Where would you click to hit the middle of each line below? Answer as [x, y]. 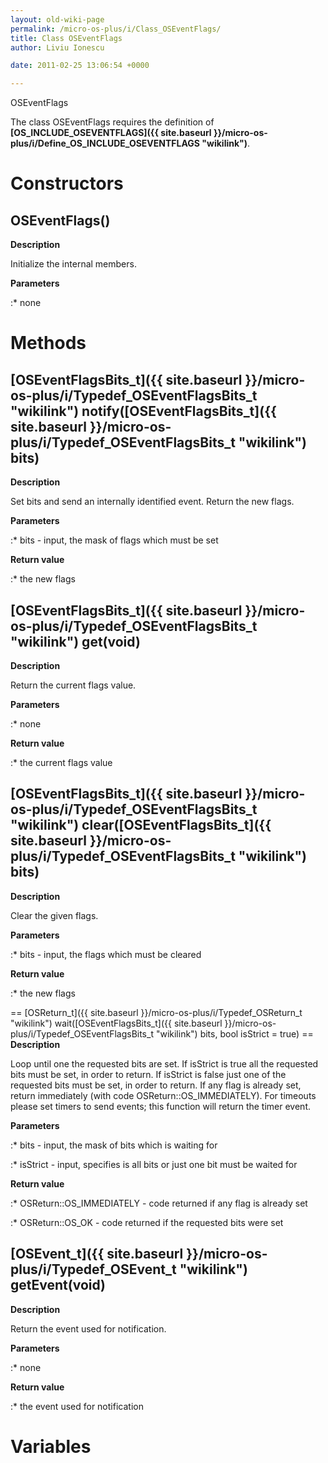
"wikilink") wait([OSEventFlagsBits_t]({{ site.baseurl [116, 1023]
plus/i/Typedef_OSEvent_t [93, 1269]
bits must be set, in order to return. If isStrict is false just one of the [148, 1074]
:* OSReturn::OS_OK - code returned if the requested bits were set [147, 1222]
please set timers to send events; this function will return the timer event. [160, 1106]
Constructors [67, 183]
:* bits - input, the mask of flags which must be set [114, 540]
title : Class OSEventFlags [66, 38]
